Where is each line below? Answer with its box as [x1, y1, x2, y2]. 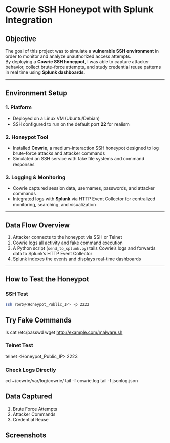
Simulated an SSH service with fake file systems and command [12, 155, 144, 162]
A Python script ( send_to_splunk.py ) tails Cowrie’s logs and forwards [12, 245, 156, 251]
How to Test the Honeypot [5, 275, 90, 284]
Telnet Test [5, 342, 34, 349]
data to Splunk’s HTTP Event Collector [12, 251, 93, 257]
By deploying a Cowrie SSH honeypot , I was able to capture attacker [5, 59, 149, 64]
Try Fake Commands [5, 316, 72, 325]
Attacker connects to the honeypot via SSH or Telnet [12, 234, 122, 240]
